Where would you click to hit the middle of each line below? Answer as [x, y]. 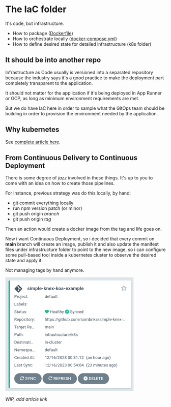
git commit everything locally [43, 203]
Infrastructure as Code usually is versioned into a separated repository [79, 72]
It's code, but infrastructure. [35, 23]
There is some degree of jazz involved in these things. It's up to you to [79, 178]
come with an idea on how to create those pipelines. [60, 183]
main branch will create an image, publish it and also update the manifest [82, 244]
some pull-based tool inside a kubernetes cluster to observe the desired [81, 255]
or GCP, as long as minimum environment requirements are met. [73, 98]
